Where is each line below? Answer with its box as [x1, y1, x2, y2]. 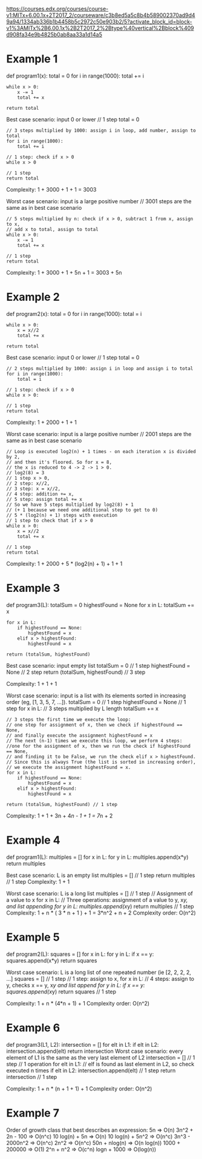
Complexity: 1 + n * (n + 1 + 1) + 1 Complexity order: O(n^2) [6, 1085, 152, 1092]
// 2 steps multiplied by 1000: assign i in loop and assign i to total [6, 365, 194, 372]
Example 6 [6, 1021, 60, 1035]
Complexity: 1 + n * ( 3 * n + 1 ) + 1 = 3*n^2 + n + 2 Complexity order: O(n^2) [6, 909, 197, 916]
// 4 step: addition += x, [6, 491, 74, 497]
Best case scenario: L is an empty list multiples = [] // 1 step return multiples [6, 872, 195, 879]
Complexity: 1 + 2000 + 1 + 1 [6, 418, 77, 426]
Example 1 [6, 52, 58, 66]
